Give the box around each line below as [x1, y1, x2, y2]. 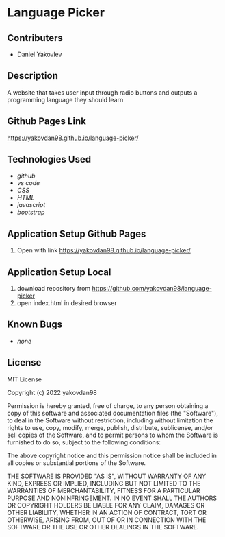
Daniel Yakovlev [16, 50, 62, 58]
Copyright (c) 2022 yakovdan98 [7, 388, 97, 396]
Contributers [7, 32, 64, 44]
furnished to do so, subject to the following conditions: [7, 438, 161, 446]
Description [7, 70, 58, 82]
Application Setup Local [7, 266, 111, 278]
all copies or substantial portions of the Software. [7, 458, 146, 467]
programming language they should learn [7, 95, 124, 104]
